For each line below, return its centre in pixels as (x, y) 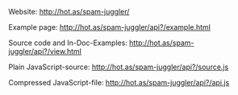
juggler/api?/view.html (45, 51)
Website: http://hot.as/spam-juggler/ (69, 12)
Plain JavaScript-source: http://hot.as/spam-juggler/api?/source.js (119, 67)
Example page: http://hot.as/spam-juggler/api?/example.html (110, 27)
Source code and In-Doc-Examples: (68, 43)
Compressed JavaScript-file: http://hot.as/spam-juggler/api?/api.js (119, 83)
